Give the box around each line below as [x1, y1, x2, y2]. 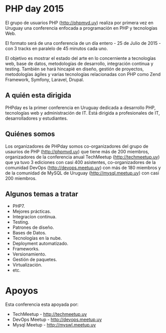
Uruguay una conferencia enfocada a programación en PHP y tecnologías [5, 25, 158, 31]
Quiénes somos [5, 130, 55, 138]
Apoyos [5, 285, 39, 296]
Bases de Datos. [12, 230, 47, 236]
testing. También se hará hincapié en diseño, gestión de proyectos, [5, 66, 144, 72]
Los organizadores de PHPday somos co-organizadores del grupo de [5, 143, 149, 149]
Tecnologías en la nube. [12, 235, 62, 241]
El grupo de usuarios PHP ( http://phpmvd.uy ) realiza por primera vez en [5, 20, 154, 26]
